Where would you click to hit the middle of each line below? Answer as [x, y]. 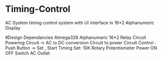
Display [13, 28]
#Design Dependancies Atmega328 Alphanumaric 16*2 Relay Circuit [76, 37]
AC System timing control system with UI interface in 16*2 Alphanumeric [80, 23]
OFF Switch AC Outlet [27, 53]
